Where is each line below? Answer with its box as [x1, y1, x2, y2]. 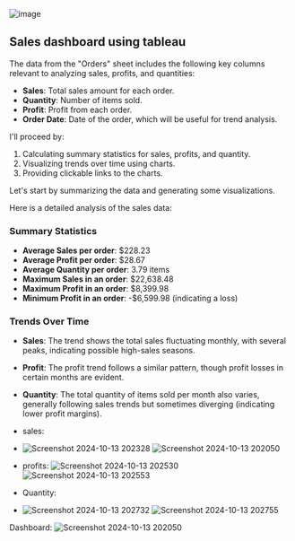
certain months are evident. [22, 372, 125, 383]
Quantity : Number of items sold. [22, 94, 143, 105]
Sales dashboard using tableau [9, 34, 187, 49]
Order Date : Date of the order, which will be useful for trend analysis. [22, 113, 278, 125]
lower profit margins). [22, 408, 102, 419]
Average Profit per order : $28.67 [22, 255, 145, 266]
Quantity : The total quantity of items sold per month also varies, [22, 389, 260, 400]
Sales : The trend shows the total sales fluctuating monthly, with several [22, 336, 287, 346]
